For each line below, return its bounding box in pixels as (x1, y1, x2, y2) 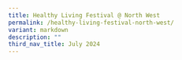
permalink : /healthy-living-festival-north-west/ (8, 19, 175, 26)
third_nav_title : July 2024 (8, 41, 101, 48)
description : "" (8, 33, 61, 41)
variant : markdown (8, 26, 69, 34)
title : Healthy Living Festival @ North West (8, 11, 160, 19)
